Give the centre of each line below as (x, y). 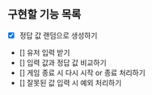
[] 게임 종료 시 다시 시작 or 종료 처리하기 (82, 72)
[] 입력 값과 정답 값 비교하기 (63, 62)
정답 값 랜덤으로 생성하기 (58, 35)
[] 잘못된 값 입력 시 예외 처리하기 (70, 82)
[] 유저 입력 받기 (44, 52)
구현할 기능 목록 (44, 14)
